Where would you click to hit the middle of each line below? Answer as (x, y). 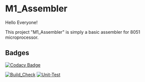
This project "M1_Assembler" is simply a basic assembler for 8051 (73, 32)
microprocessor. (22, 37)
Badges (17, 53)
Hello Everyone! (21, 22)
